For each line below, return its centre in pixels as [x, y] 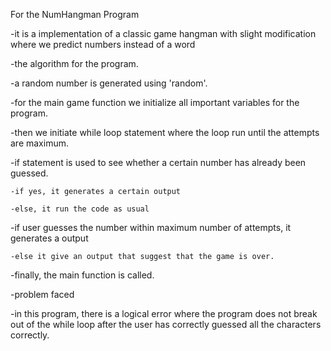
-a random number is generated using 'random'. [109, 83]
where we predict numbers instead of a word [103, 44]
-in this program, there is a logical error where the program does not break [164, 313]
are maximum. [39, 143]
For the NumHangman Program [75, 14]
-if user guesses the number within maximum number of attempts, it [151, 227]
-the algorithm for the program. [74, 63]
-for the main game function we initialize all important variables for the [155, 102]
